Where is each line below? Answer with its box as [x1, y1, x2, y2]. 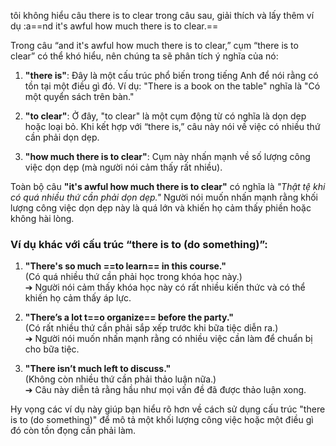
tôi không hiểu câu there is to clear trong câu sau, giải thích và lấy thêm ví [10, 10, 315, 21]
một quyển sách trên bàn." [24, 91, 135, 102]
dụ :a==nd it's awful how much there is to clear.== [10, 20, 219, 32]
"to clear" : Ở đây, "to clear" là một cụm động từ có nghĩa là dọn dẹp [24, 110, 307, 122]
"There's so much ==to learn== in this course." [24, 260, 227, 272]
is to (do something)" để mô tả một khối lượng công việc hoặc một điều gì [10, 414, 314, 426]
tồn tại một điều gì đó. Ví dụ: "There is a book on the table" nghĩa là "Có [24, 80, 321, 92]
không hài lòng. [10, 213, 75, 224]
